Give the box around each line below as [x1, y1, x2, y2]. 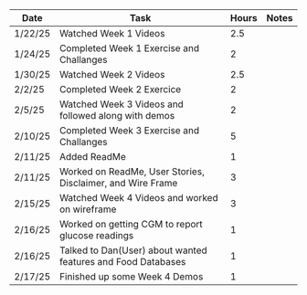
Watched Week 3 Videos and [58, 98, 185, 111]
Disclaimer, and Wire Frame [58, 177, 178, 189]
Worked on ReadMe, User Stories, [58, 165, 206, 177]
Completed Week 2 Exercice [58, 83, 182, 95]
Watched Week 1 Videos [58, 27, 165, 39]
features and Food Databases [58, 256, 186, 268]
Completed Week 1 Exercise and [58, 42, 199, 54]
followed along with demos [58, 110, 175, 121]
